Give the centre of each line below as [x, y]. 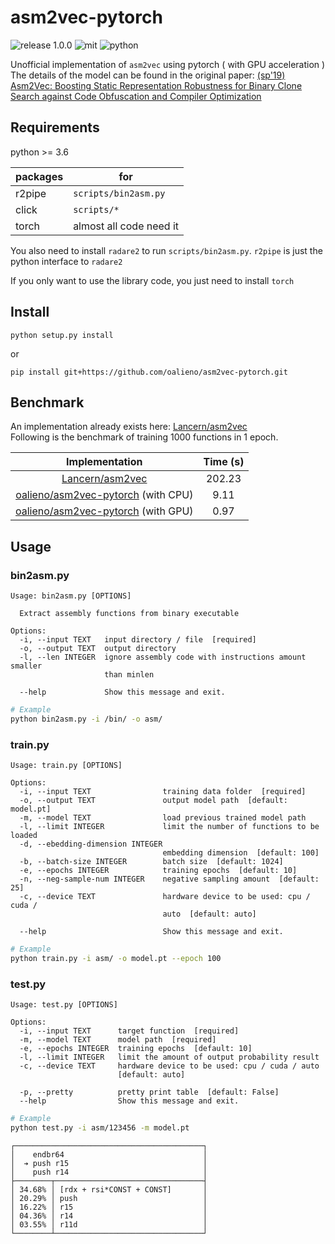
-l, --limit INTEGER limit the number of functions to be [169, 827]
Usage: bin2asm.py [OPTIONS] [71, 596]
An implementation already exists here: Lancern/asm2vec [129, 427]
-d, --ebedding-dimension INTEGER [91, 844]
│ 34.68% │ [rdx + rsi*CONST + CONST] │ [109, 1189]
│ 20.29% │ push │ [109, 1198]
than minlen [129, 675]
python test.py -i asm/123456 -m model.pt [100, 1128]
